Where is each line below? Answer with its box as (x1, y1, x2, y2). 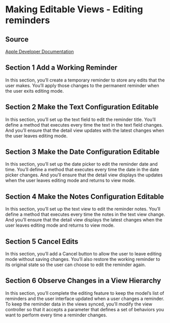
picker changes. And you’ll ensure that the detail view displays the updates (5, 172, 163, 178)
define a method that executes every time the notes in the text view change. (5, 211, 165, 217)
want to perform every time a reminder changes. (5, 312, 107, 318)
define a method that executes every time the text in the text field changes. (5, 122, 163, 128)
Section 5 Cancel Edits (5, 237, 79, 246)
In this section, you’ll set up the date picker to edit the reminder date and (5, 161, 158, 167)
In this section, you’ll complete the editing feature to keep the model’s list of (5, 290, 164, 296)
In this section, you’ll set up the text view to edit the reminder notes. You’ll (5, 206, 161, 212)
